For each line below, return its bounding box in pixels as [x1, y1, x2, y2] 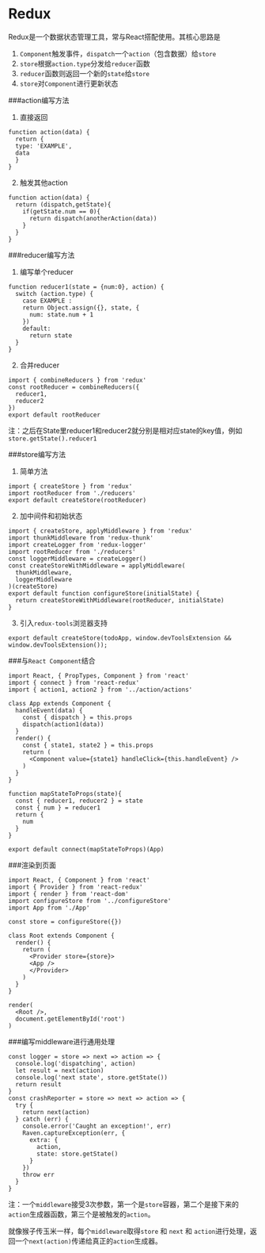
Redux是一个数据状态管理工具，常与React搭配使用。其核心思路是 [8, 32, 221, 41]
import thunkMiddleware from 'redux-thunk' [8, 533, 154, 542]
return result [15, 1080, 62, 1088]
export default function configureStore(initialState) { [8, 589, 200, 598]
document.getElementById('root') [15, 1015, 126, 1023]
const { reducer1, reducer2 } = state [15, 797, 144, 805]
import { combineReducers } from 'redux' [8, 376, 147, 384]
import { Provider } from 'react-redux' [8, 882, 144, 891]
